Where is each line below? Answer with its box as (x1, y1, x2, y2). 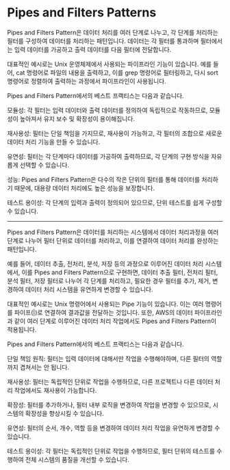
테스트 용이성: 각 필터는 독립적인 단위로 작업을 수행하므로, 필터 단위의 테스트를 (7, 447, 216, 455)
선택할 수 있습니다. (19, 161, 70, 169)
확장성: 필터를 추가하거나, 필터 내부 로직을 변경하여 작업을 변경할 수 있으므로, (7, 400, 212, 408)
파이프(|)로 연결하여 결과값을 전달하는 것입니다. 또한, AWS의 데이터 (14, 308, 193, 316)
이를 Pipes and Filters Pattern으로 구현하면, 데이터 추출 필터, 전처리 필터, (21, 268, 218, 276)
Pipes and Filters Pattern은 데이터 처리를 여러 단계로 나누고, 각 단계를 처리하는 (7, 28, 219, 36)
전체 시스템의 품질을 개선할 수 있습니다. (25, 455, 130, 463)
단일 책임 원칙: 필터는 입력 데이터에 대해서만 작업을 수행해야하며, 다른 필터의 (7, 354, 210, 363)
